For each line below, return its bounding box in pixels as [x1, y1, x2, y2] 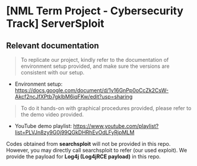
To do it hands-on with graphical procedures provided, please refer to [20, 105, 192, 111]
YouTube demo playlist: [14, 123, 72, 129]
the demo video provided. [20, 111, 84, 118]
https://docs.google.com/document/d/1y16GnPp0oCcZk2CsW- [14, 87, 169, 93]
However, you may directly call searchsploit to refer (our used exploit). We [6, 147, 188, 154]
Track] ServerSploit [6, 17, 105, 30]
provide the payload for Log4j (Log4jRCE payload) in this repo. [6, 153, 161, 160]
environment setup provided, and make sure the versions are [20, 62, 170, 70]
